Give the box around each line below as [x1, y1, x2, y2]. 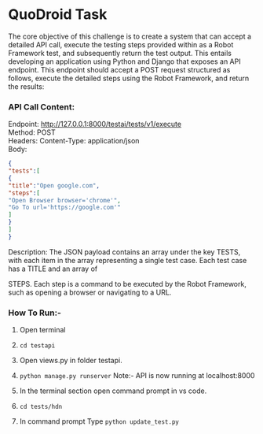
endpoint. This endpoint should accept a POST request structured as [8, 65, 231, 74]
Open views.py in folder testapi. [19, 356, 123, 365]
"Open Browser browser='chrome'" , [8, 196, 122, 204]
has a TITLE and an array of [8, 264, 98, 273]
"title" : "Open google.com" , [8, 181, 100, 190]
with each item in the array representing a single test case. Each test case [8, 255, 247, 265]
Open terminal [19, 325, 66, 335]
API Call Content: [8, 101, 75, 112]
